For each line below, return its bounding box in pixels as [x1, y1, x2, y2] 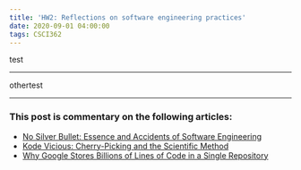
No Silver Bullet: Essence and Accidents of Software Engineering [21, 131, 262, 141]
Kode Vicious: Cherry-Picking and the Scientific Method [21, 140, 229, 151]
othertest [9, 80, 43, 90]
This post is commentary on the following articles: [9, 111, 233, 123]
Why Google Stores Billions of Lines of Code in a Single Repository [21, 149, 269, 161]
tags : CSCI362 [9, 30, 63, 38]
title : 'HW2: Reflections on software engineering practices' [9, 13, 246, 22]
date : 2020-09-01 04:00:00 [9, 21, 110, 30]
